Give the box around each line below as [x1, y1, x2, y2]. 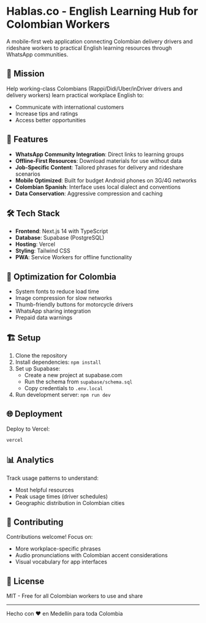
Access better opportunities [15, 116, 86, 123]
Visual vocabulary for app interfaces [15, 558, 107, 566]
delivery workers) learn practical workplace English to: [6, 91, 144, 99]
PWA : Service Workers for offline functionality [15, 254, 132, 261]
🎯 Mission [6, 69, 45, 79]
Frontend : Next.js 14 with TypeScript [15, 227, 109, 235]
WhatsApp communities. [6, 50, 69, 58]
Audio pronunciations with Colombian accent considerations [15, 552, 168, 559]
